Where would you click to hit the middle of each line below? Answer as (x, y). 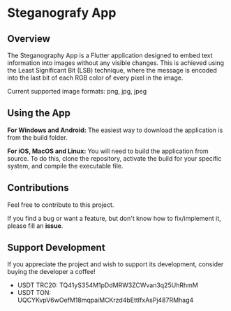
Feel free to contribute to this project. (61, 205)
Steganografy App (62, 13)
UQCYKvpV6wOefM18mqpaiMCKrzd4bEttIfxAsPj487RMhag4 (105, 300)
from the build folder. (37, 137)
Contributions (38, 188)
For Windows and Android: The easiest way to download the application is (115, 130)
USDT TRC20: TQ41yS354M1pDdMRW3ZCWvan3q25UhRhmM (108, 285)
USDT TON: (34, 293)
